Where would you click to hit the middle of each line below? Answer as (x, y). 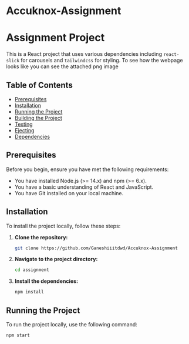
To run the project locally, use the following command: (72, 324)
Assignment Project (55, 38)
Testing (24, 124)
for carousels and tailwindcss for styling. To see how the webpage (102, 61)
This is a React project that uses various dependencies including (84, 54)
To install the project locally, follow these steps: (63, 226)
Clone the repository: (41, 237)
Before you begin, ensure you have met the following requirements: (87, 169)
